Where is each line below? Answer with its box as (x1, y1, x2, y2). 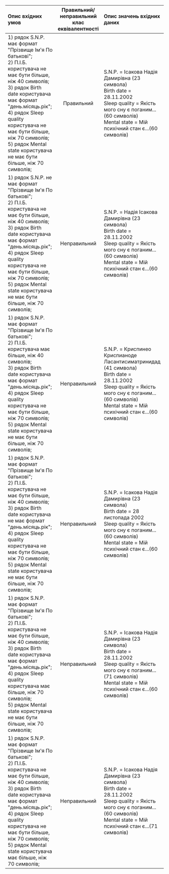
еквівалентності (57, 25, 99, 32)
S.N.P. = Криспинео (104, 345, 152, 353)
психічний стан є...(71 (104, 823, 158, 829)
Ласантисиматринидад (104, 358, 161, 365)
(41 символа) (104, 365, 137, 371)
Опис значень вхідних (104, 13, 160, 20)
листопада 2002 (104, 514, 144, 521)
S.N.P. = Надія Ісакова (104, 209, 158, 215)
